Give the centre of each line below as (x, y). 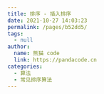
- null (24, 40)
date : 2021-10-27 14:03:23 (47, 20)
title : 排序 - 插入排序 (39, 14)
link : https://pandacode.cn (56, 60)
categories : (25, 66)
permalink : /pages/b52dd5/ (47, 27)
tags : (15, 34)
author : (19, 47)
